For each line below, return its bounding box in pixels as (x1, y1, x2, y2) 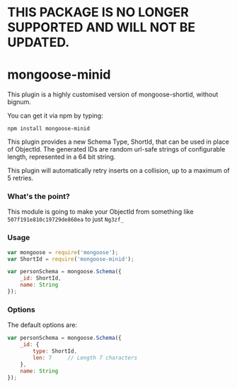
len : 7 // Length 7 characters (33, 354, 138, 361)
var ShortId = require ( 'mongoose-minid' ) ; (7, 256, 134, 263)
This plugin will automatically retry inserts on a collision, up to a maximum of (7, 166, 230, 175)
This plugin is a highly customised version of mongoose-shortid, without (7, 90, 219, 99)
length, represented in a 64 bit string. (7, 153, 116, 161)
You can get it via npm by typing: (7, 111, 104, 120)
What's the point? (7, 192, 71, 202)
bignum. (7, 98, 32, 106)
